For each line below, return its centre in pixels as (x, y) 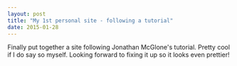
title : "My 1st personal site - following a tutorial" (90, 21)
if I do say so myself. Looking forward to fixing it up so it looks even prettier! (118, 55)
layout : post (27, 14)
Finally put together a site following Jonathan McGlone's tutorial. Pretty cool (118, 48)
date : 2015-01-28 (33, 27)
